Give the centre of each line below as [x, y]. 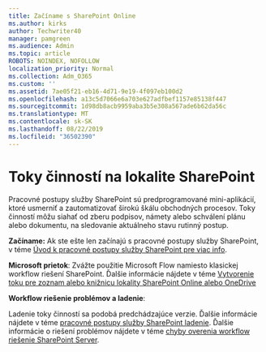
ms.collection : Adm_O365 [50, 76]
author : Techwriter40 [45, 31]
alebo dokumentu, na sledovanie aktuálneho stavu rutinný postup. [118, 225]
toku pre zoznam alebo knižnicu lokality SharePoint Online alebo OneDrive [133, 282]
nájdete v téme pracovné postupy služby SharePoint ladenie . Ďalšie [121, 322]
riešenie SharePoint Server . [54, 339]
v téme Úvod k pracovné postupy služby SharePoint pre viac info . [118, 249]
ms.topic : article [39, 54]
